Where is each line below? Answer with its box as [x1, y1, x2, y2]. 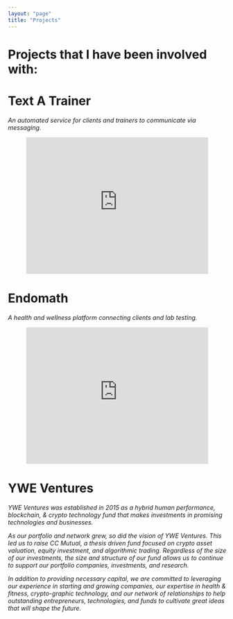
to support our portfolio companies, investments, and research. [8, 561, 189, 569]
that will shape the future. [8, 604, 82, 612]
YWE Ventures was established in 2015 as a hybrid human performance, [8, 503, 216, 511]
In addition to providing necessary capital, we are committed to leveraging [8, 574, 221, 583]
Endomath [8, 290, 69, 306]
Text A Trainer [8, 93, 92, 108]
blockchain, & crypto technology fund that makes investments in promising [8, 511, 223, 519]
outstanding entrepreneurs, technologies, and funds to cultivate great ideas [8, 596, 225, 604]
